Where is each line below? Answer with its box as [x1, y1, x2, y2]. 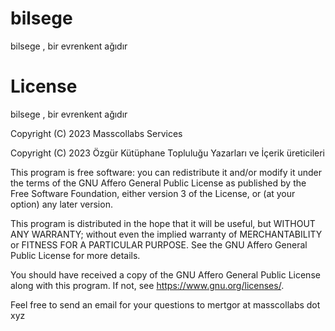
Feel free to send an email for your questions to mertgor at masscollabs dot [10, 298, 321, 311]
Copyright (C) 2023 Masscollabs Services [10, 127, 183, 139]
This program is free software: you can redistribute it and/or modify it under [10, 166, 322, 178]
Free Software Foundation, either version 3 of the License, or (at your [10, 187, 296, 199]
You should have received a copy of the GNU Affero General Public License [10, 268, 321, 281]
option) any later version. [10, 198, 113, 210]
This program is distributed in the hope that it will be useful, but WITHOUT [10, 217, 316, 229]
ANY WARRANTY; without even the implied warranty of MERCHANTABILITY [10, 228, 323, 240]
